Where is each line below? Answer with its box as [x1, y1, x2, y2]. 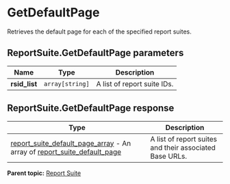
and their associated [150, 142, 216, 152]
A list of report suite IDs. [96, 79, 174, 88]
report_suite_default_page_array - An [10, 138, 131, 148]
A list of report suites [150, 134, 218, 144]
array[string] [43, 80, 90, 88]
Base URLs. [150, 151, 187, 161]
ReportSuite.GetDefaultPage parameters [7, 47, 184, 59]
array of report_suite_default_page [10, 147, 122, 157]
